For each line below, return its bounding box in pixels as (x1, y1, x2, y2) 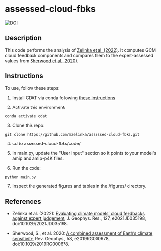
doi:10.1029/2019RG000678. (12, 241, 70, 247)
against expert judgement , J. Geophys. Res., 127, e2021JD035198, (12, 215, 146, 221)
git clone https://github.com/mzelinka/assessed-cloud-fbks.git (5, 132, 140, 137)
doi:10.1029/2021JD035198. (12, 221, 68, 227)
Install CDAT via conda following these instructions (12, 95, 116, 101)
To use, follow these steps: (5, 85, 60, 91)
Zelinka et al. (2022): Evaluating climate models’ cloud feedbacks (12, 211, 145, 216)
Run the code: (12, 165, 41, 171)
